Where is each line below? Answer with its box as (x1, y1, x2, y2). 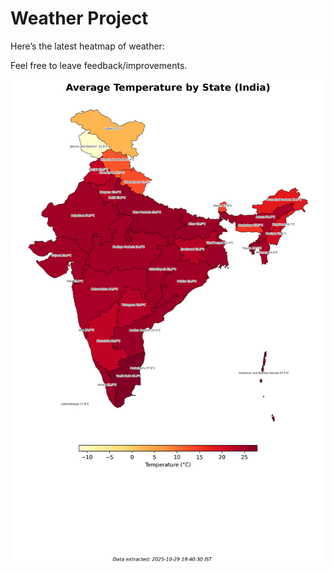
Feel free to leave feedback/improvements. (10, 59, 188, 71)
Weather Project (10, 7, 149, 30)
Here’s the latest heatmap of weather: (10, 40, 165, 52)
